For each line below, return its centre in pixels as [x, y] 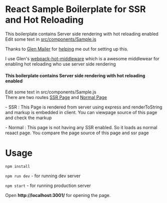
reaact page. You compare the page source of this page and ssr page [77, 133]
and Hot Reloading [44, 20]
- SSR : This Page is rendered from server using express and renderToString [84, 107]
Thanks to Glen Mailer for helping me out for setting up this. [67, 49]
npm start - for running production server [48, 186]
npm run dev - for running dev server [43, 176]
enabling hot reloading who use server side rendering [61, 64]
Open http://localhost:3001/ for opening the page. [58, 195]
